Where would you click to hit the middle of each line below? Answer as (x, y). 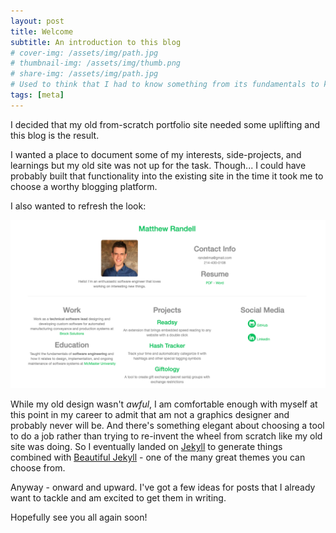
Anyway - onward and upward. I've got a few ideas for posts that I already (163, 487)
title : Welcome (42, 31)
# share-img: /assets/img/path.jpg (84, 74)
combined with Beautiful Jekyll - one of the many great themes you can (158, 457)
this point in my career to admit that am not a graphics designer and (150, 415)
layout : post (37, 21)
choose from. (38, 468)
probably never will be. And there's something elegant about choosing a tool (167, 426)
